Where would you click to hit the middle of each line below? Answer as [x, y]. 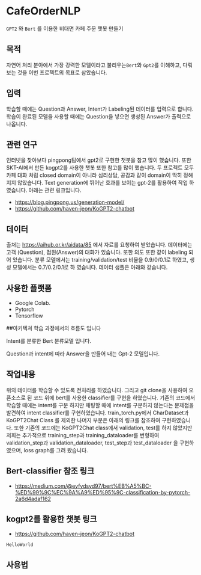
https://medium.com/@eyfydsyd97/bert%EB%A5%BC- [83, 486]
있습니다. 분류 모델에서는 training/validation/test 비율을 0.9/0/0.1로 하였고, [100, 260]
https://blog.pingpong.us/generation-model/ [70, 202]
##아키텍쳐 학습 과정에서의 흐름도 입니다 [54, 328]
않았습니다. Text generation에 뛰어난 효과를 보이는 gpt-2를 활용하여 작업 [102, 183]
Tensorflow [29, 316]
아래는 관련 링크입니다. [55, 190]
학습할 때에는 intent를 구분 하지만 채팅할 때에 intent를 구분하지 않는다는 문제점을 [100, 405]
